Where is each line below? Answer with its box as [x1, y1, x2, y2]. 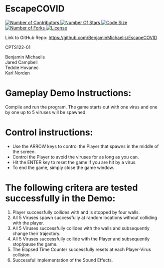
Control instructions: [5, 127, 93, 138]
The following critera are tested [5, 182, 138, 193]
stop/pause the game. [12, 241, 58, 247]
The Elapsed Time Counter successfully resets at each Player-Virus [12, 246, 151, 252]
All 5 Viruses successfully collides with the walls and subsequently [12, 225, 150, 231]
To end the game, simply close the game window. [12, 164, 115, 170]
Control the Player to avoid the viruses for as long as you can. [12, 153, 139, 160]
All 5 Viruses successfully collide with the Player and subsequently [12, 235, 150, 241]
